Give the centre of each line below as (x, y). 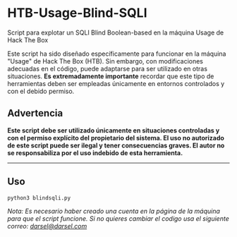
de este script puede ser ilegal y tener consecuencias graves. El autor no (116, 145)
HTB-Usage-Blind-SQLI (77, 13)
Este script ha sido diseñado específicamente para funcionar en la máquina (117, 54)
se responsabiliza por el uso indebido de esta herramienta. (95, 152)
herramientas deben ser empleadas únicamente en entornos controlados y (116, 83)
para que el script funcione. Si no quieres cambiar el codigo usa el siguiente (118, 218)
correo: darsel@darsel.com (47, 226)
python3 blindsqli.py (39, 198)
